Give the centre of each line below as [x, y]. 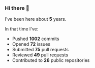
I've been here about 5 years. [36, 19]
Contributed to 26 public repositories [51, 60]
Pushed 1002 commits [36, 39]
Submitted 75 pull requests [40, 50]
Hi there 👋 [17, 8]
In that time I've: [22, 29]
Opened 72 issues [31, 44]
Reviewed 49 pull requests [40, 55]
